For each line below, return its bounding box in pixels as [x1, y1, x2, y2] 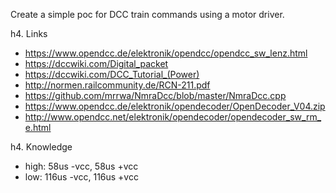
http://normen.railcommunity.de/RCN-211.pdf [24, 79, 211, 91]
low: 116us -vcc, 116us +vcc [24, 171, 139, 183]
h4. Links [10, 28, 48, 39]
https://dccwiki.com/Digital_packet [24, 58, 169, 69]
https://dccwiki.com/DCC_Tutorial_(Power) [24, 69, 200, 80]
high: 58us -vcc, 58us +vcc [24, 160, 139, 172]
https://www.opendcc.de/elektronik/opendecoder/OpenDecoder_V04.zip [24, 100, 326, 112]
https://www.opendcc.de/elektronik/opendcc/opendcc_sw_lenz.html [24, 47, 308, 59]
